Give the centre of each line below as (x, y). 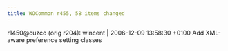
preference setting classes (64, 40)
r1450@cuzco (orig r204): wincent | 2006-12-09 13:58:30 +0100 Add (106, 33)
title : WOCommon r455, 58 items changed (66, 13)
